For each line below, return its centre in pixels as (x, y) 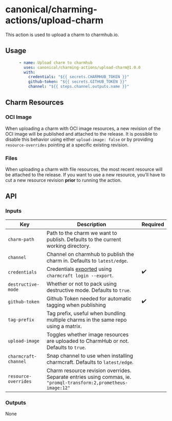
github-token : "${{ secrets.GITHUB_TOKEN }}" (77, 82)
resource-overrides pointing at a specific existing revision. (67, 144)
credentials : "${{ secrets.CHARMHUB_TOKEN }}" (79, 77)
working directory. (68, 246)
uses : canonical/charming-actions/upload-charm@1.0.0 (82, 67)
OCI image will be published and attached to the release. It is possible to (81, 134)
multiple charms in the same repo (87, 320)
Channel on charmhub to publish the (90, 254)
